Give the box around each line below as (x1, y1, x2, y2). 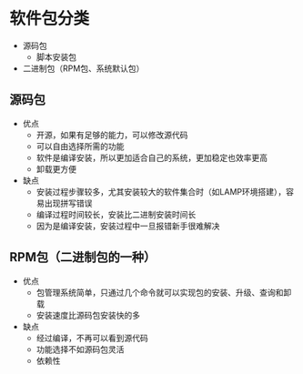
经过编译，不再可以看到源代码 (35, 332, 148, 343)
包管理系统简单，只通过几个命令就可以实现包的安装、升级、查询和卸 (35, 287, 292, 298)
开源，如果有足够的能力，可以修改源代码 (35, 129, 188, 140)
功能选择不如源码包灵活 (35, 343, 125, 355)
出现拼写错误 (44, 197, 93, 208)
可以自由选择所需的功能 (35, 140, 125, 151)
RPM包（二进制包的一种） (9, 249, 157, 265)
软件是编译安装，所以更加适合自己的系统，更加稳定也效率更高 (35, 152, 268, 163)
